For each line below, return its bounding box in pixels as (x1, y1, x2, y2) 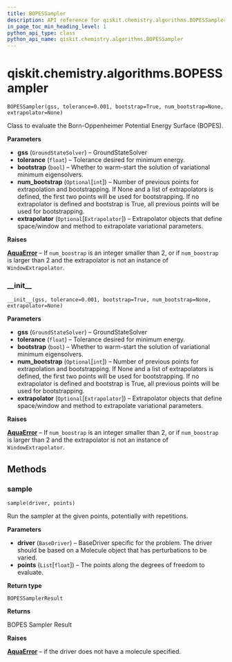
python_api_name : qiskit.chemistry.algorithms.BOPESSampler (7, 36, 184, 43)
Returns (7, 607, 31, 616)
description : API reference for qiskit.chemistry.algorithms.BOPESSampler (7, 17, 227, 24)
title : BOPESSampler (7, 10, 67, 17)
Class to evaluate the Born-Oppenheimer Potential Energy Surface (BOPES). (7, 122, 224, 130)
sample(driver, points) (7, 500, 76, 507)
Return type (7, 582, 43, 590)
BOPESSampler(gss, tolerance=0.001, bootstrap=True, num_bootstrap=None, (7, 103, 224, 111)
